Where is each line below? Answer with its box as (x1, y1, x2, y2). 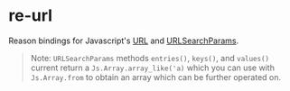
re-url (8, 5, 53, 26)
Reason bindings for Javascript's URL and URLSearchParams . (8, 35, 239, 46)
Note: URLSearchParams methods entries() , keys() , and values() (30, 52, 270, 63)
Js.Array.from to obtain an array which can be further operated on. (30, 71, 282, 82)
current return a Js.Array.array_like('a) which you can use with (30, 62, 275, 73)
